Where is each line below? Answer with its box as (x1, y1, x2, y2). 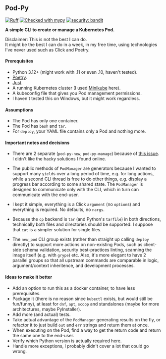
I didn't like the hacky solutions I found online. (12, 156, 107, 162)
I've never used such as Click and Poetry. (5, 47, 90, 52)
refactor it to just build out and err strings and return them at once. (12, 322, 149, 328)
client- (143, 242, 157, 248)
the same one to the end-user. (12, 332, 74, 338)
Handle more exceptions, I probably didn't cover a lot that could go (12, 343, 149, 349)
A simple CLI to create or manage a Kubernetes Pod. (5, 27, 115, 33)
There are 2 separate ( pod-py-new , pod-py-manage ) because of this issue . (12, 151, 160, 156)
